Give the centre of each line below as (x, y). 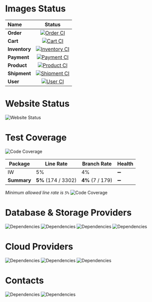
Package (20, 163)
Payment (18, 57)
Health (125, 163)
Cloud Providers (39, 246)
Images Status (36, 9)
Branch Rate (97, 163)
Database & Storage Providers (68, 213)
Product (17, 65)
